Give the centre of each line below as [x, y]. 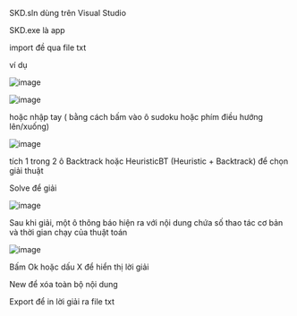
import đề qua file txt [48, 47]
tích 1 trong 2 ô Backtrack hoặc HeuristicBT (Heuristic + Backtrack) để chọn [149, 161]
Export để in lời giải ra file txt [62, 302]
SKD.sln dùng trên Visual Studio [68, 13]
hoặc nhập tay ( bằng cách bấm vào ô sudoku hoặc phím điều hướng [136, 117]
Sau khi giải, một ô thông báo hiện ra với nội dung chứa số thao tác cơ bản [146, 222]
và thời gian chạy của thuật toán [68, 232]
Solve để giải [33, 188]
